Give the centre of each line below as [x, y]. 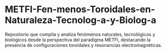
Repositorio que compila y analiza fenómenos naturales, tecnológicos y [80, 34]
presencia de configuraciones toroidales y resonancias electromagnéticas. [83, 45]
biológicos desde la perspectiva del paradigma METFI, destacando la [78, 40]
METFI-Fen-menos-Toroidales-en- [80, 9]
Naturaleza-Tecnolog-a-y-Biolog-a [81, 20]
